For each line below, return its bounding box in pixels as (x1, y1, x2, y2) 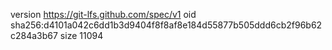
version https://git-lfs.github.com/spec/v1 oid (10, 9, 197, 20)
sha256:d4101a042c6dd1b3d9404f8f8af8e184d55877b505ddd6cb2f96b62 (10, 19, 323, 31)
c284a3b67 (10, 30, 58, 41)
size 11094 (59, 30, 104, 41)
